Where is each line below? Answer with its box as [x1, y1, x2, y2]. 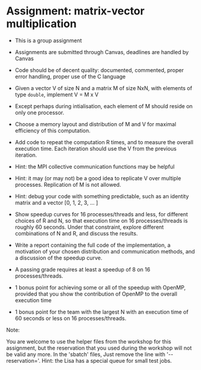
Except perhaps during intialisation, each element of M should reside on [14, 102, 193, 109]
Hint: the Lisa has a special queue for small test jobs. [41, 357, 172, 364]
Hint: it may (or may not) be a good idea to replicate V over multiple [14, 174, 181, 181]
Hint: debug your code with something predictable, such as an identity [14, 192, 189, 199]
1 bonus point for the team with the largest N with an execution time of [14, 308, 189, 315]
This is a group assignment [14, 37, 82, 44]
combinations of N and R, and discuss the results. [14, 229, 138, 237]
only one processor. [14, 109, 65, 116]
